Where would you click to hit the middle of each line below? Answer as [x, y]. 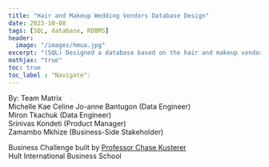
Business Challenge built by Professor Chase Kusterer [97, 147]
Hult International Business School [65, 156]
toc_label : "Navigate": [50, 75]
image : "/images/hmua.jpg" [60, 46]
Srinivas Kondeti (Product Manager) [67, 123]
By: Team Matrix [35, 97]
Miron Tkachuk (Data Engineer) [60, 115]
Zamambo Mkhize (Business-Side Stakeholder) [86, 132]
